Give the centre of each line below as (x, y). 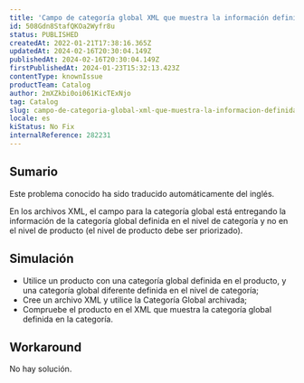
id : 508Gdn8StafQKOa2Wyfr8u (62, 26)
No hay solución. (41, 369)
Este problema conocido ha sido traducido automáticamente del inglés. (142, 193)
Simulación (42, 259)
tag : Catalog (34, 102)
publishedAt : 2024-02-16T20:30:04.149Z (85, 60)
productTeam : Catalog (50, 85)
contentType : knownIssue (56, 77)
